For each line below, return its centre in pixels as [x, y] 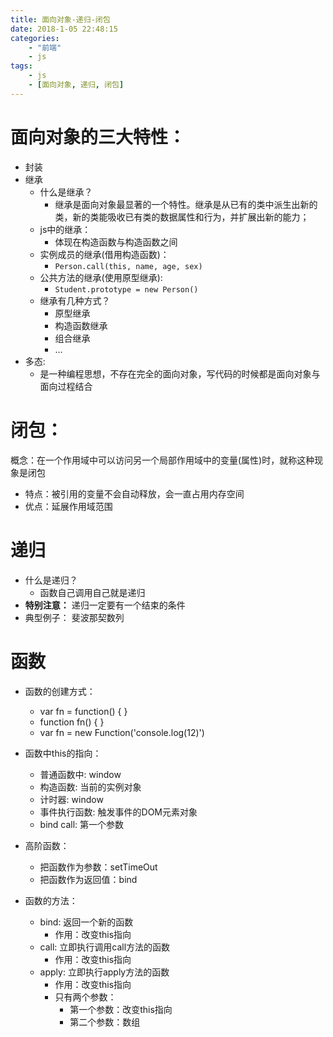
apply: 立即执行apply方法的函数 [104, 972]
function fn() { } [72, 722]
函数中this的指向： [63, 753]
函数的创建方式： [60, 691]
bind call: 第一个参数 [82, 824]
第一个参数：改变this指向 [121, 1009]
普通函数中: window [80, 774]
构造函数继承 [81, 325]
